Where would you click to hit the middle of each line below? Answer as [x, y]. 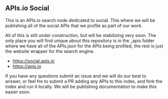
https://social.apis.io [33, 61]
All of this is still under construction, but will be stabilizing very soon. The [81, 35]
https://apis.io [27, 66]
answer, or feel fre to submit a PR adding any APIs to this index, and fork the [84, 81]
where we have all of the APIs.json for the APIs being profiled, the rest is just [84, 46]
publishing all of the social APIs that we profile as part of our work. [74, 25]
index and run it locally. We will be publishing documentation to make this [81, 86]
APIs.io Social [27, 8]
